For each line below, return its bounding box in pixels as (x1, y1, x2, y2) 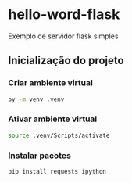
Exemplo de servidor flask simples (8, 31, 119, 41)
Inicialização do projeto (8, 54, 124, 67)
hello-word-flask (8, 5, 120, 23)
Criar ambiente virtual (8, 77, 94, 88)
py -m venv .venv (8, 95, 65, 103)
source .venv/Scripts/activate (8, 131, 110, 139)
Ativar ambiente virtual (8, 113, 98, 124)
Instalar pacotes (8, 150, 72, 161)
